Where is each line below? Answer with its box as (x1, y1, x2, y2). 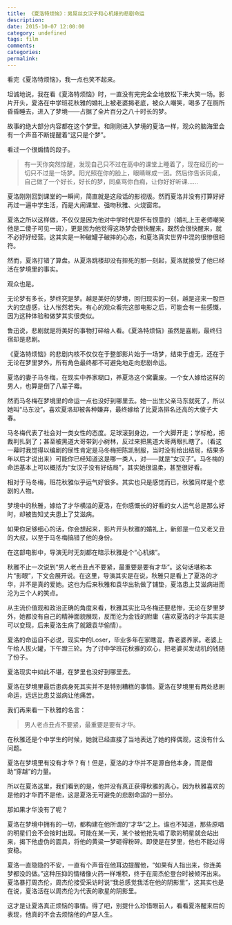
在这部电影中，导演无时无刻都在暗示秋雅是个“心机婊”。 (7, 548, 164, 556)
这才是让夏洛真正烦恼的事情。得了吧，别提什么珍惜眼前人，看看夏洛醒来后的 (7, 901, 225, 910)
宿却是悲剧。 (7, 335, 43, 343)
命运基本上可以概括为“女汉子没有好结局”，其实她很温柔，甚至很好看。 (7, 463, 206, 471)
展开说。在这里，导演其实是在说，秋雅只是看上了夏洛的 (55, 571, 213, 579)
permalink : (7, 55, 39, 62)
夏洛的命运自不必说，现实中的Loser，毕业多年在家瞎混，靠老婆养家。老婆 (7, 635, 217, 644)
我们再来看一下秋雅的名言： (7, 705, 86, 714)
